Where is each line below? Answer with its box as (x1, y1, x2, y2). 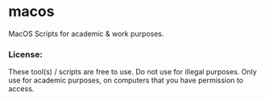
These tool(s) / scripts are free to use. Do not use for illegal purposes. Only (8, 67, 258, 77)
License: (8, 49, 43, 60)
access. (8, 84, 35, 94)
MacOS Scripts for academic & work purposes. (8, 29, 164, 38)
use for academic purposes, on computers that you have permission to (8, 75, 244, 86)
